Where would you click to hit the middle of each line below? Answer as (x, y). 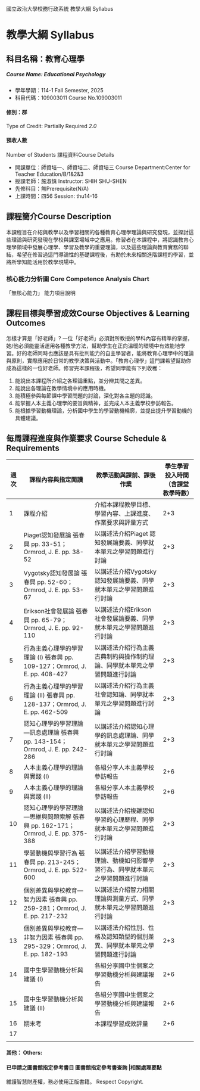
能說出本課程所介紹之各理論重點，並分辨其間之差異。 (80, 381)
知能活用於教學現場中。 (50, 262)
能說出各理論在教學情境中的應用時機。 (62, 388)
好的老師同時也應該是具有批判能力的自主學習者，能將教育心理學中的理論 (105, 353)
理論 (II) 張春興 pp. (49, 695)
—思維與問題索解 (47, 816)
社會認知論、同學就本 (124, 694)
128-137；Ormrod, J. (55, 704)
